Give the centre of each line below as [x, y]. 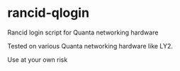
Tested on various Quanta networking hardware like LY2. [90, 46]
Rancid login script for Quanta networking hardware [83, 32]
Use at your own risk [38, 59]
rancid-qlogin [49, 13]
